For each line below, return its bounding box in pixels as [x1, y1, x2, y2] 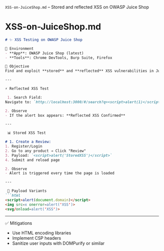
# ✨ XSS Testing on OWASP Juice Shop [5, 37, 83, 42]
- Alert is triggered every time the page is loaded [5, 171, 115, 176]
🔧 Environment [5, 46, 34, 51]
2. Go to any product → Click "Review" [5, 148, 86, 153]
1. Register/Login [5, 144, 42, 149]
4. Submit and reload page [5, 157, 60, 163]
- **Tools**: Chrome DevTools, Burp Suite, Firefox [5, 55, 112, 60]
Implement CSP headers [12, 235, 61, 241]
